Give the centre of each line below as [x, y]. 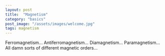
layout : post [19, 10]
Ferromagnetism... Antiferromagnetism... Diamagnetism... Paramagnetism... [83, 42]
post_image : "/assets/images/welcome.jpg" [50, 24]
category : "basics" [25, 19]
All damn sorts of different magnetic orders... [51, 48]
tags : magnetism [22, 28]
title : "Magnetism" [27, 14]
